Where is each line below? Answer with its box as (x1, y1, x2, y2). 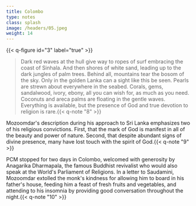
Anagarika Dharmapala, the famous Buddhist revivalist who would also (6, 162, 178, 170)
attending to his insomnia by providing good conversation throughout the (6, 187, 184, 194)
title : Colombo (6, 8, 44, 15)
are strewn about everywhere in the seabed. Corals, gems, (20, 83, 164, 90)
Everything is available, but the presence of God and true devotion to (20, 102, 188, 109)
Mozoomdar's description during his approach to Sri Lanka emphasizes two (6, 119, 191, 127)
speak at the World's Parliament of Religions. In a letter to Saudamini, (6, 168, 174, 175)
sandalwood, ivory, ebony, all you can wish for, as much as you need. (20, 89, 190, 97)
